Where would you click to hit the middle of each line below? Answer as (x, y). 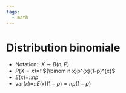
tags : (13, 12)
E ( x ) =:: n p (27, 77)
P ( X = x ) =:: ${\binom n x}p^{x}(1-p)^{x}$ (65, 71)
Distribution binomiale (63, 48)
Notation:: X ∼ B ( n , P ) (42, 64)
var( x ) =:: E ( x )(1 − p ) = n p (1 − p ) (53, 84)
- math (20, 18)
